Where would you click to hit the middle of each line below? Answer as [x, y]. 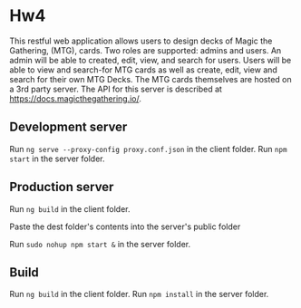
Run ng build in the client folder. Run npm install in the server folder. [139, 294]
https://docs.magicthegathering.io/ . [76, 98]
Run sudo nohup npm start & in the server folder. [100, 244]
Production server [62, 187]
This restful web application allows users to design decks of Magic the [141, 41]
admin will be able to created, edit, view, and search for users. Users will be [150, 60]
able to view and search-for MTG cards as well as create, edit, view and [144, 70]
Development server [68, 127]
